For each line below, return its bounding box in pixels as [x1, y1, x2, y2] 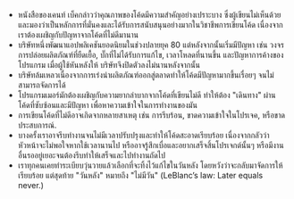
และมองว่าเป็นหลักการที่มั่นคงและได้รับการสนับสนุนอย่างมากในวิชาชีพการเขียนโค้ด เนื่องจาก [17, 20, 283, 29]
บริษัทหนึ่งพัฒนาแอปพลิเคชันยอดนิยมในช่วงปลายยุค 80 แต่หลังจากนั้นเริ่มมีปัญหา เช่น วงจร [17, 39, 284, 50]
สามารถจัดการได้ [17, 79, 66, 90]
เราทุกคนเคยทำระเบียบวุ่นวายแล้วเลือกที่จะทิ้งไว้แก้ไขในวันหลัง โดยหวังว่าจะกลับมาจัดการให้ [17, 160, 283, 170]
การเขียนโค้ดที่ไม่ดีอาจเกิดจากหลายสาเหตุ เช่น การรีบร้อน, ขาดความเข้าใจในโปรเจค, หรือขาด [17, 110, 286, 120]
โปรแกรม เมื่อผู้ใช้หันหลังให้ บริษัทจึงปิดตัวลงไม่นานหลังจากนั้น [17, 60, 201, 70]
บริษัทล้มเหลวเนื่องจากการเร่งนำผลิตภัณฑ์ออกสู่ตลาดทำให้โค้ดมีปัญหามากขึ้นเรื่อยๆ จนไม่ [17, 70, 274, 80]
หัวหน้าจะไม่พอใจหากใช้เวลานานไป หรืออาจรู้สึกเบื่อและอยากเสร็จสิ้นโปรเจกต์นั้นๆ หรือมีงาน [17, 140, 284, 150]
